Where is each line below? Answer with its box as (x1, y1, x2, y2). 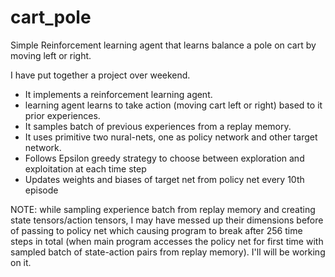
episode (24, 184, 59, 196)
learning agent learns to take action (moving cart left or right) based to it (24, 99, 323, 111)
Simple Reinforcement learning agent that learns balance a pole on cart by (10, 39, 317, 51)
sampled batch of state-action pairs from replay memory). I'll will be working (10, 246, 326, 258)
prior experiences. (24, 109, 101, 121)
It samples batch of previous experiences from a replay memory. (24, 120, 292, 132)
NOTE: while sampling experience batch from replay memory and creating (10, 203, 316, 215)
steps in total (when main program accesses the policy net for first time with (10, 235, 324, 247)
